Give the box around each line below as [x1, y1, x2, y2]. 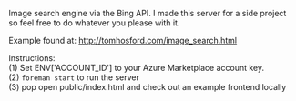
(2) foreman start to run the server [8, 72, 140, 83]
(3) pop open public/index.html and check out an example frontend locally [8, 82, 287, 92]
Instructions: [8, 53, 56, 63]
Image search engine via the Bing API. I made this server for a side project [8, 8, 287, 18]
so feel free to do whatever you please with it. [8, 17, 180, 28]
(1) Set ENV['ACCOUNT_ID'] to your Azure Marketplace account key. [8, 63, 265, 73]
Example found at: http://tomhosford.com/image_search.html [8, 35, 238, 45]
